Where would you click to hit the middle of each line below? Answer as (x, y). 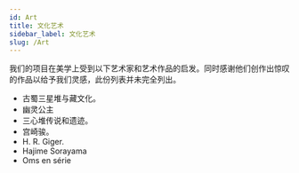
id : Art (24, 17)
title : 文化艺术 (36, 26)
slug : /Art (29, 42)
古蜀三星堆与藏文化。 (61, 98)
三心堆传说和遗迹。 (57, 121)
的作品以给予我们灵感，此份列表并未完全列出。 (95, 80)
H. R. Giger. (43, 142)
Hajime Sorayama (54, 151)
